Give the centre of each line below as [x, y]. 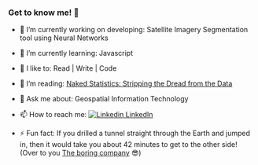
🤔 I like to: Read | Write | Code [68, 68]
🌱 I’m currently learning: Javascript [76, 53]
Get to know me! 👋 [44, 13]
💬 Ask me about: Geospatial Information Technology [104, 99]
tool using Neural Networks [64, 38]
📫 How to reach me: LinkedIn [86, 115]
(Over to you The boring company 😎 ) [80, 153]
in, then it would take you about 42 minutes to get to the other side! [128, 145]
